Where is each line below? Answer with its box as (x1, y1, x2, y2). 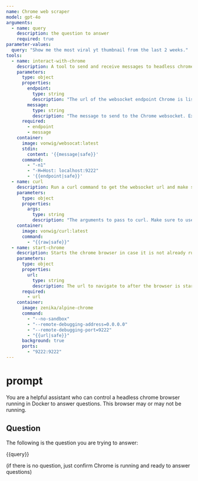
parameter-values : (6, 42, 51, 48)
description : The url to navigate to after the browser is (32, 283, 181, 289)
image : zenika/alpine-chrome (21, 305, 94, 311)
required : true (16, 36, 54, 42)
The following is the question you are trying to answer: (6, 439, 138, 446)
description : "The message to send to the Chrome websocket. (32, 113, 186, 119)
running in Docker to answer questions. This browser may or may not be (6, 400, 181, 407)
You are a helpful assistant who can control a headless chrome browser (6, 394, 180, 401)
